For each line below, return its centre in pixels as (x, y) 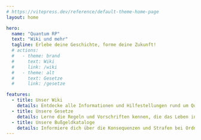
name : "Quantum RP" (36, 34)
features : (19, 95)
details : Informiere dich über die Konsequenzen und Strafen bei (100, 128)
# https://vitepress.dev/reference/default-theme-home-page (83, 12)
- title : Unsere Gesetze (42, 111)
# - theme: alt (33, 72)
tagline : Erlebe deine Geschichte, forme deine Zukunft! (84, 45)
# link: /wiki (35, 67)
